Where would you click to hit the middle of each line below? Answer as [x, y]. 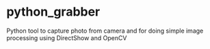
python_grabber [53, 12]
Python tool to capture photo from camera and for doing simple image [105, 31]
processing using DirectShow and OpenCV [67, 37]
